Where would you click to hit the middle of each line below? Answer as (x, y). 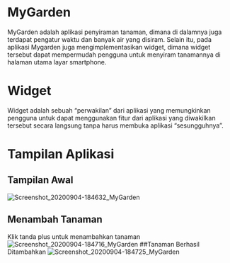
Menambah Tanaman (55, 219)
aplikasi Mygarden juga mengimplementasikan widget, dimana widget (109, 47)
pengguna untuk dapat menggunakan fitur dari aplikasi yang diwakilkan (111, 118)
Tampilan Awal (40, 180)
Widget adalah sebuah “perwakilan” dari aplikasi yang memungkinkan (109, 110)
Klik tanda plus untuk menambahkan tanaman (74, 236)
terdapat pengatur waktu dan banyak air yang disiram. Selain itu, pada (110, 39)
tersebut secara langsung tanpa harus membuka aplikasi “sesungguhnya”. (116, 125)
